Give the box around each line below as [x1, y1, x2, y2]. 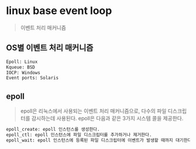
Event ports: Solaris [6, 75, 59, 81]
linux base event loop [6, 4, 112, 18]
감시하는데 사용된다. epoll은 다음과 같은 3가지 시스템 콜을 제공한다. [31, 115, 184, 122]
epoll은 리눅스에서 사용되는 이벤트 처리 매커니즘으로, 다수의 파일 [20, 108, 167, 115]
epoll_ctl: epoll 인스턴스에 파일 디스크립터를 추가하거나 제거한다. [6, 131, 152, 138]
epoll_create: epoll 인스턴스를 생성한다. [6, 127, 100, 133]
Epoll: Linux [6, 58, 38, 65]
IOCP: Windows [6, 70, 41, 75]
